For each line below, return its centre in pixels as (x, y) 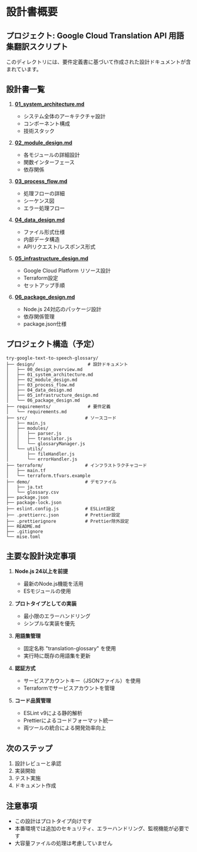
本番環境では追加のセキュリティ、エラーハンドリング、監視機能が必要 (99, 828)
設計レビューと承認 (38, 764)
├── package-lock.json (34, 502)
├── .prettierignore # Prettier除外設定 (68, 521)
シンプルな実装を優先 (49, 623)
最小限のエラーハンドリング (57, 616)
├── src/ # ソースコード (61, 418)
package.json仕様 (45, 323)
